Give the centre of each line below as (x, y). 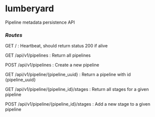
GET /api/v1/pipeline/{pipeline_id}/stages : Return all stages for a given (77, 89)
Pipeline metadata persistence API (40, 22)
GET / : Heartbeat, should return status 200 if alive (56, 46)
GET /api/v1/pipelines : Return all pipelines (48, 55)
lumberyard (30, 9)
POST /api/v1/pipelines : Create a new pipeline (52, 65)
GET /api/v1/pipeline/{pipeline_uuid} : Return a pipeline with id (68, 75)
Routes (14, 35)
